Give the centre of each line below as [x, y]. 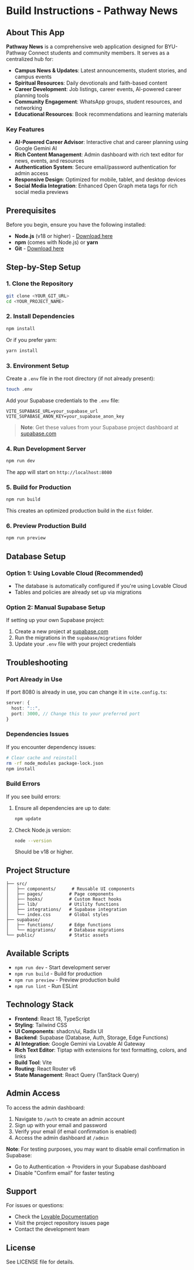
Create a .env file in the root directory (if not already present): [81, 378]
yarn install [22, 351]
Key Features [25, 129]
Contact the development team [52, 1229]
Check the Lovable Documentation [56, 1217]
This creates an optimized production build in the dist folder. [80, 511]
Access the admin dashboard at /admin [62, 1137]
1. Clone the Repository [40, 284]
